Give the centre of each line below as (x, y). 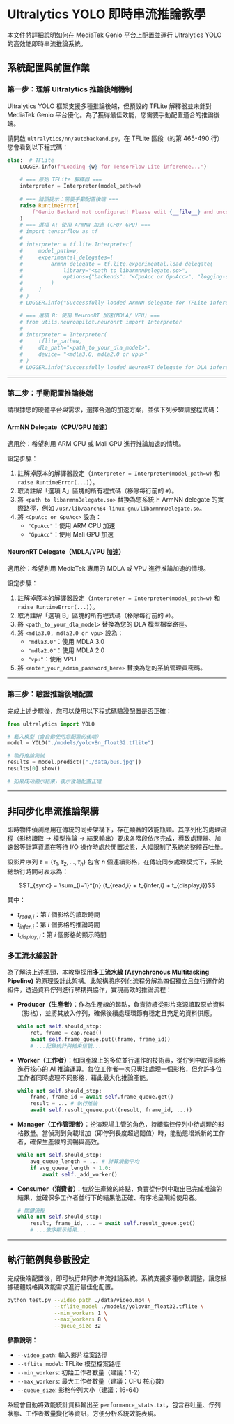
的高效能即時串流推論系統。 (47, 43)
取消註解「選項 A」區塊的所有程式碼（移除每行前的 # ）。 (97, 491)
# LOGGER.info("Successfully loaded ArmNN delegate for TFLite (114, 303)
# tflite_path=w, (51, 342)
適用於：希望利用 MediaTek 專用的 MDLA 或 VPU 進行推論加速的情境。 (109, 569)
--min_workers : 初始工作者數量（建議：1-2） (80, 1372)
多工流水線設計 (32, 955)
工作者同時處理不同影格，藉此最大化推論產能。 (84, 1077)
